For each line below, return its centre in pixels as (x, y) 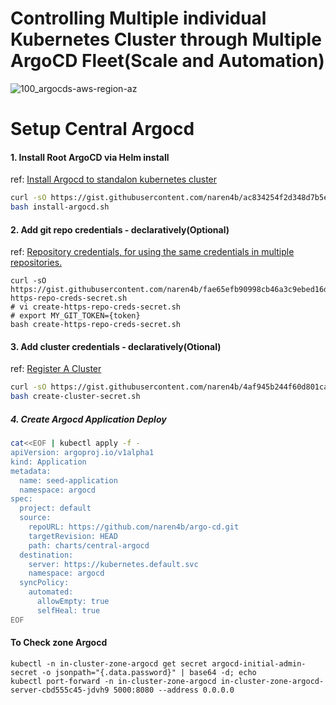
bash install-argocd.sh (60, 207)
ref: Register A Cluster (56, 369)
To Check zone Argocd (59, 643)
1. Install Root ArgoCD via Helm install (90, 157)
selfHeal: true (68, 610)
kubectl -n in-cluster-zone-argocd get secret (109, 663)
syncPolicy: (44, 583)
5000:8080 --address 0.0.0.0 (174, 690)
